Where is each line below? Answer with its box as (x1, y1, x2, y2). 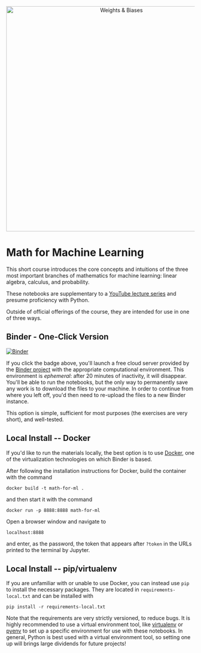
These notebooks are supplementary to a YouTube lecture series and (6, 290, 176, 297)
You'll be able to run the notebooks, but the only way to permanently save (6, 378, 188, 386)
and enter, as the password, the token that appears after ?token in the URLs (6, 540, 192, 547)
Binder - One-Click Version (6, 332, 109, 342)
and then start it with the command (6, 496, 93, 503)
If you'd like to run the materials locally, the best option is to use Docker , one (6, 449, 195, 456)
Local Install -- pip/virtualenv (6, 563, 117, 574)
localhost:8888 (6, 529, 44, 535)
